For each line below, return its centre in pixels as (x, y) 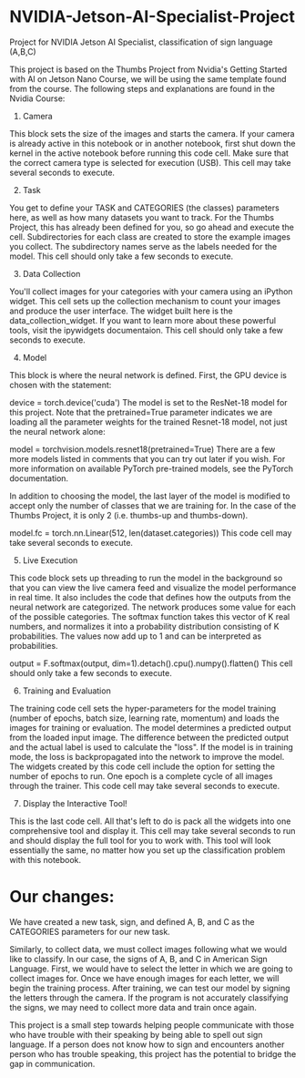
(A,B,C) (23, 51)
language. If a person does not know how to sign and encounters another (147, 1044)
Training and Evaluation (66, 691)
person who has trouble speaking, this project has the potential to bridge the (153, 1053)
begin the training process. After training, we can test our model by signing (150, 988)
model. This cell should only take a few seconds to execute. (122, 256)
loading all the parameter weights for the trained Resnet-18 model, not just (149, 422)
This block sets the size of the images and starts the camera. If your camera (152, 133)
